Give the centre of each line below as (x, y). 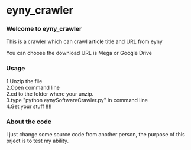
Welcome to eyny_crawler (44, 29)
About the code (29, 122)
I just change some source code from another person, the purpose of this (96, 135)
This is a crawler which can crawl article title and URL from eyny (84, 41)
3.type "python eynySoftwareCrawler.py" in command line (77, 100)
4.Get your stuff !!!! (29, 106)
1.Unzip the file (24, 81)
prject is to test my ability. (38, 141)
